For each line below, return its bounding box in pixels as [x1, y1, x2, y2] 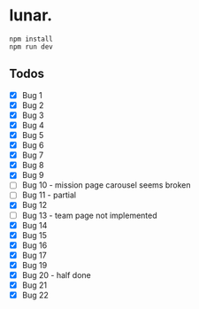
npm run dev [9, 42, 53, 51]
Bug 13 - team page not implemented [21, 210, 157, 220]
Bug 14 [21, 220, 48, 230]
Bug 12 [21, 200, 47, 211]
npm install [9, 35, 53, 43]
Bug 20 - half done [21, 269, 91, 280]
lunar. [9, 5, 53, 26]
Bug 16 [21, 240, 48, 251]
